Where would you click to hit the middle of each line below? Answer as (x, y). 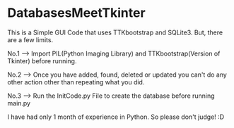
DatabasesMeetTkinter (77, 13)
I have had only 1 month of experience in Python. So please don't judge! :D (116, 117)
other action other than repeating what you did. (76, 82)
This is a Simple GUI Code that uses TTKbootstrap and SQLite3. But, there (115, 32)
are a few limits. (30, 39)
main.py (19, 103)
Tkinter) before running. (42, 60)
